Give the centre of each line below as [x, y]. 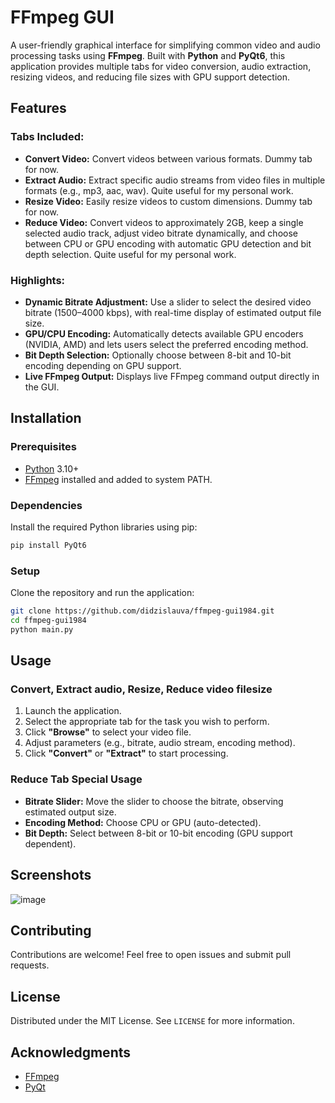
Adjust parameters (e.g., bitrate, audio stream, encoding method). [160, 743]
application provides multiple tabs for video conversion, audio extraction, [161, 66]
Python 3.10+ [52, 468]
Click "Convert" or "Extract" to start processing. [126, 753]
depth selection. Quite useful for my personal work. [130, 254]
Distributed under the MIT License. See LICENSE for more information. [152, 1021]
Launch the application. [73, 711]
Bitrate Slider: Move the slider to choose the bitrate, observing [154, 801]
